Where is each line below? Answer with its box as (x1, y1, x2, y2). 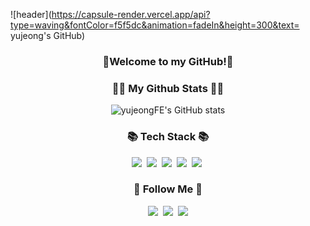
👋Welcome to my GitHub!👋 (102, 54, 234, 68)
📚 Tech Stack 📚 (126, 130, 210, 144)
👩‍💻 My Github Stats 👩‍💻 (111, 81, 225, 95)
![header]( (10, 9, 52, 20)
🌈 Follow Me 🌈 (133, 182, 203, 196)
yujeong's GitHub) (10, 30, 86, 41)
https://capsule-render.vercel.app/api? (51, 9, 211, 20)
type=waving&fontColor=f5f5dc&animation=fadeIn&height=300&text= (10, 19, 300, 31)
